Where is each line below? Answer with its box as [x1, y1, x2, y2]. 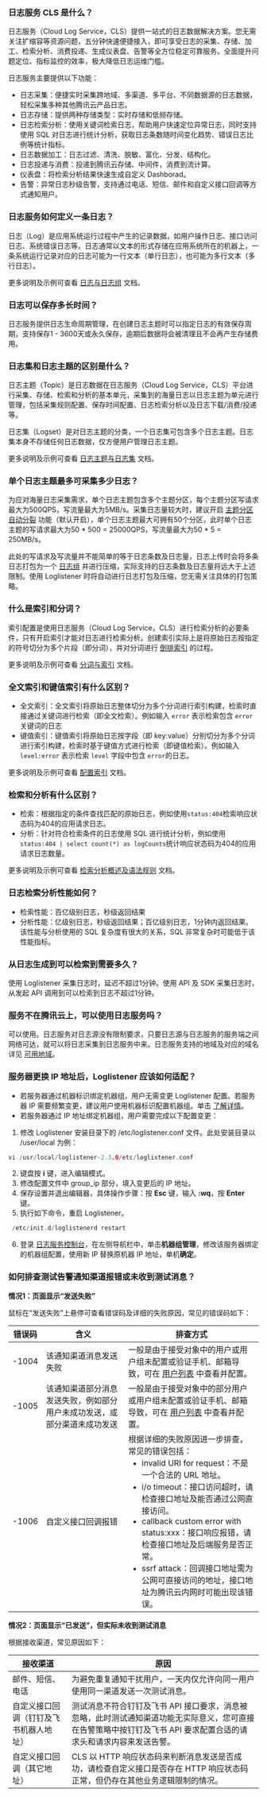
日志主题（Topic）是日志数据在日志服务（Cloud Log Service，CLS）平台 [8, 380, 247, 390]
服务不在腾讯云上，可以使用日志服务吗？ [8, 1009, 163, 1020]
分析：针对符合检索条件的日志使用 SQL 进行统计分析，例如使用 [19, 829, 226, 838]
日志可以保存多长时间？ [8, 300, 98, 311]
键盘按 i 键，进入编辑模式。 [19, 1168, 110, 1178]
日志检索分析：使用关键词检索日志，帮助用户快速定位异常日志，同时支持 [19, 120, 257, 130]
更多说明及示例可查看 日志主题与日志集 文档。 [8, 454, 159, 463]
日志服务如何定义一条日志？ [8, 211, 114, 223]
